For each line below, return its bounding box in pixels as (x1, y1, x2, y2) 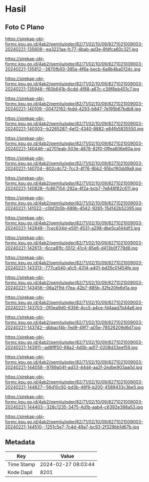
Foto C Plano (5, 23, 44, 31)
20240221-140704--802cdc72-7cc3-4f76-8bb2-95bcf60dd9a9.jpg (5, 165, 142, 171)
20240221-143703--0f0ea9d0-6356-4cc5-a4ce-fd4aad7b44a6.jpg (5, 305, 142, 310)
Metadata (5, 438, 35, 446)
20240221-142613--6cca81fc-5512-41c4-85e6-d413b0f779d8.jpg (5, 245, 138, 251)
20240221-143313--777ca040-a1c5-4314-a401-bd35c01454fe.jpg (5, 265, 139, 271)
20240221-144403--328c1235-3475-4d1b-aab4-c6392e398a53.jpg (5, 404, 143, 410)
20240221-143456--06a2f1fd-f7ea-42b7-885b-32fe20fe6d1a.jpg (5, 285, 137, 291)
